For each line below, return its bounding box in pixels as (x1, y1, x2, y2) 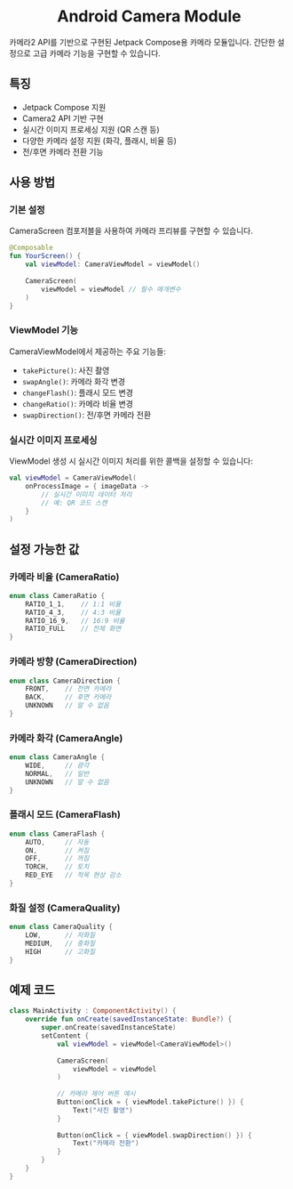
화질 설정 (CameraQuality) (9, 902, 121, 914)
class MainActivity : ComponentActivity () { (9, 1007, 177, 1015)
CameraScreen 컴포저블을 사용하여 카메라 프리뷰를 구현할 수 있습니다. (9, 225, 253, 237)
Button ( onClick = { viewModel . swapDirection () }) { (56, 1130, 252, 1140)
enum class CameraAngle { (9, 753, 105, 762)
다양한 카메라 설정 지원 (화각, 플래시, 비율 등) (21, 135, 178, 146)
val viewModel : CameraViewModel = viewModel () (25, 260, 201, 269)
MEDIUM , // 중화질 (25, 939, 96, 949)
